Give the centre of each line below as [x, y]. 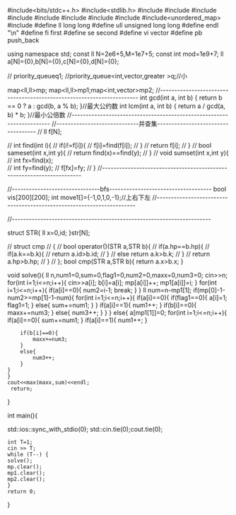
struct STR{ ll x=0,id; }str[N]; [49, 233]
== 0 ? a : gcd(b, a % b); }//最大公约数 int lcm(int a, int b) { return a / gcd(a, [117, 106]
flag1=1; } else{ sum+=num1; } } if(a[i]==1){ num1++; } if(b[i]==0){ [102, 305]
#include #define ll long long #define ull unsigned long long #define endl [113, 25]
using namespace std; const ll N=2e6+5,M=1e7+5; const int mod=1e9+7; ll [116, 54]
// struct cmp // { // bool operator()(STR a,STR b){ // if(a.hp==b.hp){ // [108, 246]
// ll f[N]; [50, 131]
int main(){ [23, 415]
